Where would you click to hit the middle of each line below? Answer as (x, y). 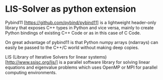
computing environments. (31, 72)
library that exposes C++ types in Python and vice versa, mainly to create (79, 27)
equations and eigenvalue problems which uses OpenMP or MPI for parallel (81, 67)
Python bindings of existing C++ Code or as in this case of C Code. (73, 33)
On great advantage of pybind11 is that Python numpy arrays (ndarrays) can (82, 42)
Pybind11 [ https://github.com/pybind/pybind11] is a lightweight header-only (81, 22)
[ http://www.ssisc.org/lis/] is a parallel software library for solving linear (78, 62)
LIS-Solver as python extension (71, 9)
